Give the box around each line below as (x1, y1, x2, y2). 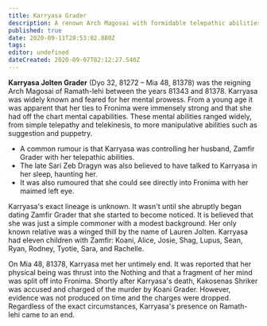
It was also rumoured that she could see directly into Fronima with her (19, 177, 249, 187)
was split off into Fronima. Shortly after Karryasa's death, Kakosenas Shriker (8, 276, 258, 285)
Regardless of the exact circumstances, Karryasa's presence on (8, 301, 219, 311)
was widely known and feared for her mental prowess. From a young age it (8, 95, 253, 104)
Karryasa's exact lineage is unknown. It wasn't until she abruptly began (8, 201, 242, 211)
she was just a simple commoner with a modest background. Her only (8, 218, 237, 227)
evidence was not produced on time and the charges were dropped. (8, 293, 231, 302)
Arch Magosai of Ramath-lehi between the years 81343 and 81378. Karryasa (8, 86, 258, 95)
